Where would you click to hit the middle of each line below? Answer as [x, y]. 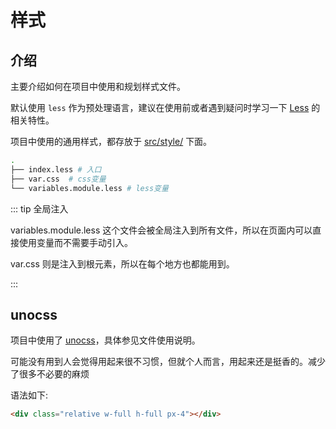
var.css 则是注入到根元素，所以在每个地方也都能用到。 [122, 263]
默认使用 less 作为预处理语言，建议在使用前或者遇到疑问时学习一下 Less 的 [165, 107]
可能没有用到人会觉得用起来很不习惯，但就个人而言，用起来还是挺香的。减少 [168, 362]
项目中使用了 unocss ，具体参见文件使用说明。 [105, 340]
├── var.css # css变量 [58, 179]
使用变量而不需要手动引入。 [75, 242]
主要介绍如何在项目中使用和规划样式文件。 [98, 86]
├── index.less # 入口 [56, 169]
